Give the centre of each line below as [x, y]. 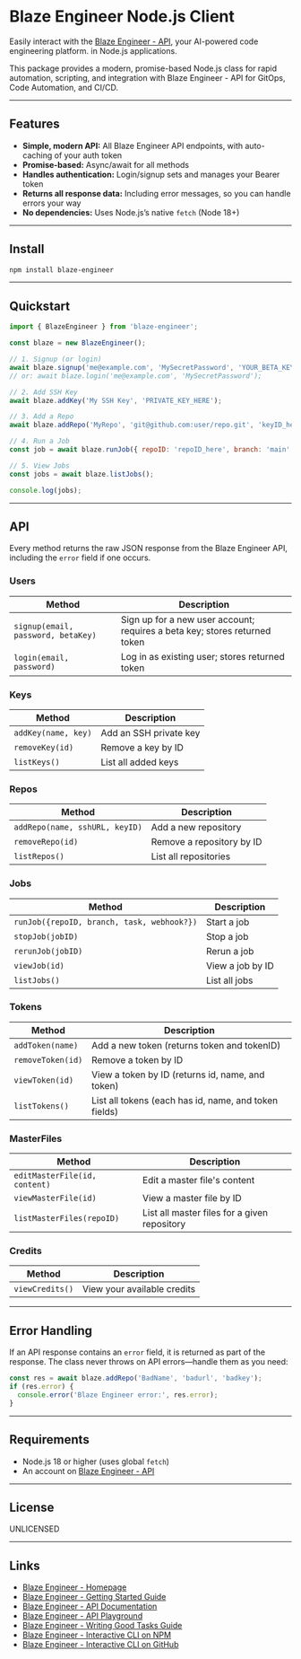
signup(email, [44, 626]
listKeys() [37, 762]
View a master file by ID [192, 1198]
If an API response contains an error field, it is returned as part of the [138, 1352]
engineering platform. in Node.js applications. [93, 50]
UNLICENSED [34, 1529]
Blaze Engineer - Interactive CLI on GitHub [100, 1645]
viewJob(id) [39, 966]
